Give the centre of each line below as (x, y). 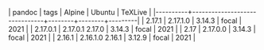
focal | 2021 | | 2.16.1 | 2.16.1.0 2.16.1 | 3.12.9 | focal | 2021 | (102, 37)
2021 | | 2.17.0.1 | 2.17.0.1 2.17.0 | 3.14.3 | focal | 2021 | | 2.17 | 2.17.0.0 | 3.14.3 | (132, 29)
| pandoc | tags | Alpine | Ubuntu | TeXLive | (80, 12)
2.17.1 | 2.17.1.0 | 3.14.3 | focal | (194, 21)
